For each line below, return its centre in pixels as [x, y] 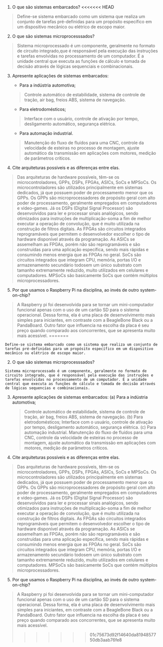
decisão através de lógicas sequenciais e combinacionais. [75, 66]
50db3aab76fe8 [106, 640]
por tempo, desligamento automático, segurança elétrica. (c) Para [90, 427]
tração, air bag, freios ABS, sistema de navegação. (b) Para [84, 417]
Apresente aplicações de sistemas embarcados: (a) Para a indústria [80, 397]
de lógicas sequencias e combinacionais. [48, 388]
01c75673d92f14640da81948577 [123, 635]
